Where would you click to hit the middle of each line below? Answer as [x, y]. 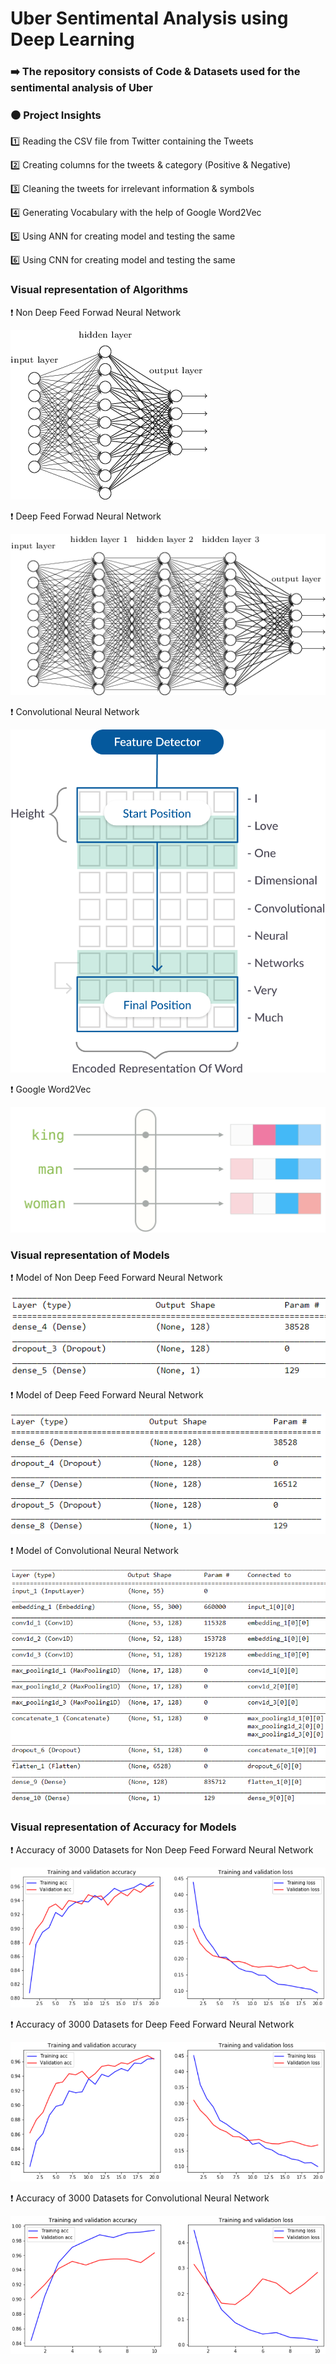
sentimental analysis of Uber [81, 88]
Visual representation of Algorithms [99, 290]
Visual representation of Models [90, 1255]
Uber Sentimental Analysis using [149, 18]
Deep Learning [72, 39]
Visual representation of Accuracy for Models [123, 1827]
